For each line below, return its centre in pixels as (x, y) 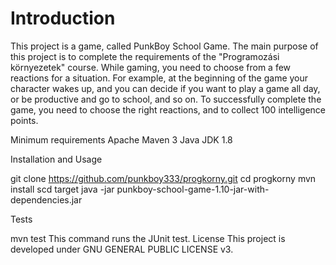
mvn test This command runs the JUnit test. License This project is (148, 238)
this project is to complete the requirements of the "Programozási (145, 56)
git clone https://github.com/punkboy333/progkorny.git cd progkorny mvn (163, 178)
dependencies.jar (46, 199)
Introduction (63, 18)
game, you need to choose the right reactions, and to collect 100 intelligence (168, 109)
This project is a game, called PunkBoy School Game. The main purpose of (164, 46)
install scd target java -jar (62, 189)
